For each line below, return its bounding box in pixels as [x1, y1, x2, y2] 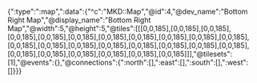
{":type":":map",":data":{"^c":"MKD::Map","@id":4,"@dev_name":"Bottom [7, 7, 248, 16]
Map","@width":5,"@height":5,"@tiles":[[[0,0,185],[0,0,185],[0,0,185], [7, 24, 231, 33]
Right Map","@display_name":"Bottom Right [7, 15, 151, 25]
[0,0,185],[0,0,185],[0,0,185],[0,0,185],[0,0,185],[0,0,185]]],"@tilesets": [7, 49, 233, 58]
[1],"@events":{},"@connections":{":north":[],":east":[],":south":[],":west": [7, 57, 249, 67]
